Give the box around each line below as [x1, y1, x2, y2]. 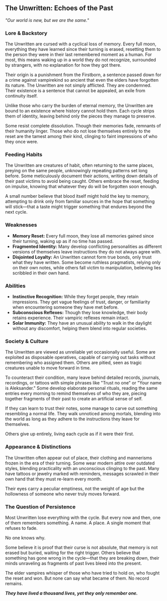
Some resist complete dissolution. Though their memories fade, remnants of [5, 123, 161, 129]
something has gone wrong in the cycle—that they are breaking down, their [5, 555, 160, 561]
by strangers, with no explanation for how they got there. [5, 62, 122, 68]
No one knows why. [5, 535, 46, 541]
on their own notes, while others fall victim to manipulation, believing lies [12, 264, 162, 270]
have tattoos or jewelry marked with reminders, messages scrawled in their [5, 471, 159, 477]
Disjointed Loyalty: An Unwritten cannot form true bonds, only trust [12, 254, 152, 260]
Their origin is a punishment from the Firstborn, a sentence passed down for [5, 72, 162, 78]
